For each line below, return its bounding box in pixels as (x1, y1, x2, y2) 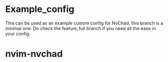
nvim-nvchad (5, 48, 63, 59)
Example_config (5, 3, 74, 15)
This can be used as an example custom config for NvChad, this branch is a (5, 20, 163, 26)
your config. (5, 30, 31, 36)
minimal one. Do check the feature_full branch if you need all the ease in (5, 25, 156, 31)
